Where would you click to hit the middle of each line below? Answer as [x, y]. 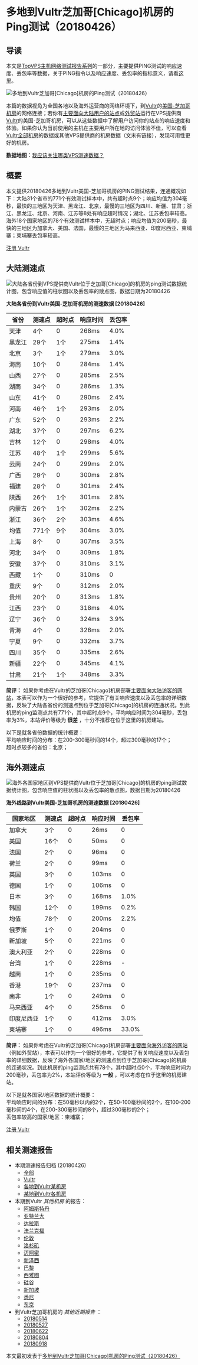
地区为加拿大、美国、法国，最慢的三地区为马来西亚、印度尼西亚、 [101, 227]
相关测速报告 [29, 1150]
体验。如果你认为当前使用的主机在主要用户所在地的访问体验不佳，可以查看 [96, 128]
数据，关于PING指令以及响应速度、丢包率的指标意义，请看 [108, 73]
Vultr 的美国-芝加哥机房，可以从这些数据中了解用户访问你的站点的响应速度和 [98, 121]
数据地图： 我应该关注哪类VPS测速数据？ [55, 155]
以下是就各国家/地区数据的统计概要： [51, 1095]
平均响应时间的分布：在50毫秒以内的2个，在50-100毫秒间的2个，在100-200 [98, 1102]
